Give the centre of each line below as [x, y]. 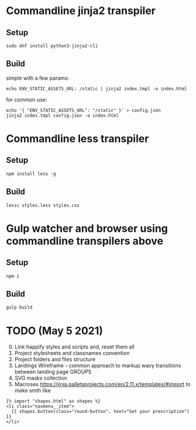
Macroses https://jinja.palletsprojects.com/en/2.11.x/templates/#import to [102, 384]
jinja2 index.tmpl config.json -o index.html [62, 116]
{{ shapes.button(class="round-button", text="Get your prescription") [101, 412]
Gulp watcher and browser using [87, 228]
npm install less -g [31, 174]
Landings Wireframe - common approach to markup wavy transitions [98, 365]
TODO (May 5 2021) [55, 331]
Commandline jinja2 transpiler [81, 11]
